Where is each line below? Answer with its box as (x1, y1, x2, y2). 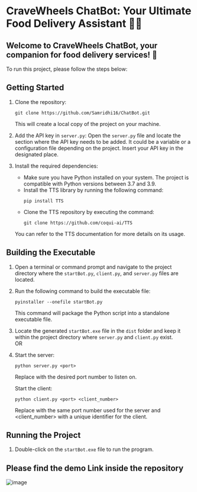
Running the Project (6, 430, 81, 440)
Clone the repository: (14, 98, 67, 105)
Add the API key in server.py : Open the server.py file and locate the (14, 132, 181, 139)
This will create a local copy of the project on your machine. (14, 120, 161, 127)
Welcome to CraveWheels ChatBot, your (6, 40, 158, 51)
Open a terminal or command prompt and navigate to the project (14, 263, 172, 270)
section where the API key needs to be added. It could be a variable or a (14, 138, 191, 145)
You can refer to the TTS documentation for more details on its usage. (14, 230, 185, 237)
